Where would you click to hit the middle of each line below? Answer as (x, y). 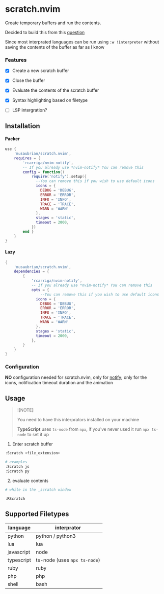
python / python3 (56, 536)
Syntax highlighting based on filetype (50, 100)
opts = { (40, 290)
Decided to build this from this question (45, 32)
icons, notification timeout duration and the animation (59, 383)
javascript (19, 552)
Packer (13, 139)
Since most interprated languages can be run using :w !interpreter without (82, 42)
